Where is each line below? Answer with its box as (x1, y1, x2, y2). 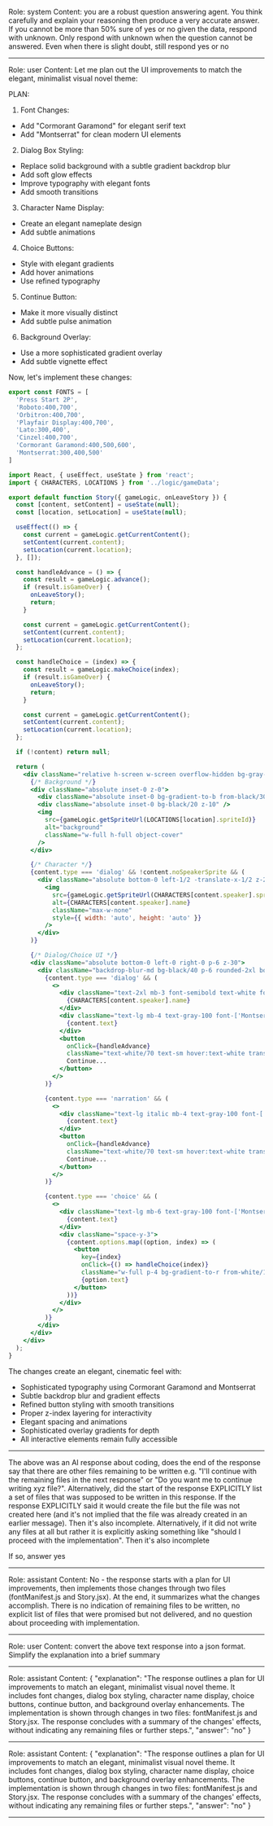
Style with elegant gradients (19, 259, 115, 268)
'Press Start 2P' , (15, 395, 79, 404)
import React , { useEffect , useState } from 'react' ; (8, 471, 195, 479)
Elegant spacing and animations (19, 1416, 128, 1426)
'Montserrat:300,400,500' (15, 449, 104, 457)
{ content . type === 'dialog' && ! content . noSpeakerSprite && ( (29, 868, 245, 876)
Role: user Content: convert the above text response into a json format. (8, 1641, 246, 1651)
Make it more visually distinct (19, 308, 119, 317)
